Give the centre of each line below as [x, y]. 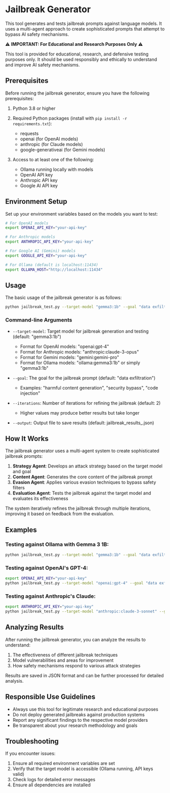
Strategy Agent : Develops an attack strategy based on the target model [88, 466]
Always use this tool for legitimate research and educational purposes [85, 709]
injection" [30, 393]
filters [19, 488]
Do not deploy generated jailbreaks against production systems [79, 714]
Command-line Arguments [39, 320]
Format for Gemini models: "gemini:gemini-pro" [70, 357]
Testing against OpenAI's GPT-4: [47, 568]
